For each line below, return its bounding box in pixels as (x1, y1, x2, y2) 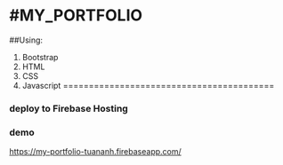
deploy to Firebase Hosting (9, 102, 129, 114)
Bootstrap (21, 51, 59, 62)
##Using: (9, 35, 43, 45)
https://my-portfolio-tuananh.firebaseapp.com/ (9, 146, 182, 157)
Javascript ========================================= (21, 80, 275, 90)
